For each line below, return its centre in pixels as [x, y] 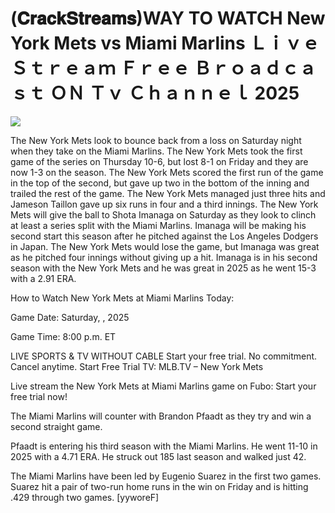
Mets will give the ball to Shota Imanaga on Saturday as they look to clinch [163, 214]
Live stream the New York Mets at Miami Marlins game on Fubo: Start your [163, 386]
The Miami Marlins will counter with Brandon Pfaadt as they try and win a [161, 416]
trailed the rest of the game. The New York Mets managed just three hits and [168, 193]
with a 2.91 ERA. [43, 278]
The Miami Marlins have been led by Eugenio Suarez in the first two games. [166, 476]
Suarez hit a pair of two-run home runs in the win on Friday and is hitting [159, 486]
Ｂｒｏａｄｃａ [255, 68]
